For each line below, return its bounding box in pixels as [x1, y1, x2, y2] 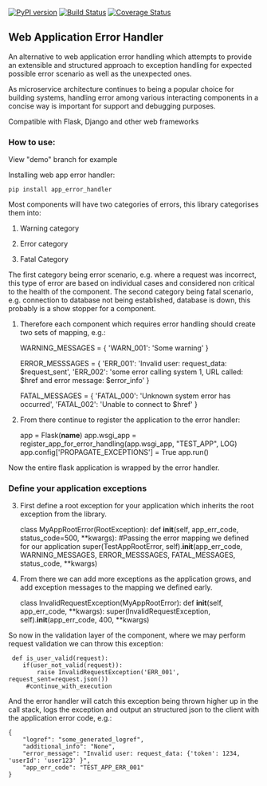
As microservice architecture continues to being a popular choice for [8, 84, 234, 93]
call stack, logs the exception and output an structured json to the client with [8, 705, 260, 714]
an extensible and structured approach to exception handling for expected [8, 60, 253, 69]
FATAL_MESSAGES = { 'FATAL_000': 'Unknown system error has [19, 391, 231, 401]
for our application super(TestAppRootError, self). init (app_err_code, [19, 542, 243, 551]
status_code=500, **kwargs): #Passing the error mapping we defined [19, 533, 249, 543]
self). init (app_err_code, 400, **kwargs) [19, 615, 150, 625]
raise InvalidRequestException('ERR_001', [37, 669, 180, 677]
